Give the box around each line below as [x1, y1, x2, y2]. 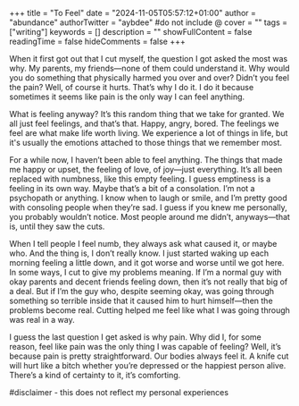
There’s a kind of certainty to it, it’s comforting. [9, 370, 181, 380]
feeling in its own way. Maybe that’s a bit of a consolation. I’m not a [9, 183, 255, 193]
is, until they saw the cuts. [9, 221, 105, 232]
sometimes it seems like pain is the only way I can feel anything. [9, 91, 245, 102]
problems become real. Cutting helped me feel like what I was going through [9, 305, 290, 316]
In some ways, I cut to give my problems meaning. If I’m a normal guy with [9, 267, 282, 277]
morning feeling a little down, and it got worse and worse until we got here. [9, 258, 285, 267]
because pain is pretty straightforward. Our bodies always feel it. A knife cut [9, 351, 289, 361]
